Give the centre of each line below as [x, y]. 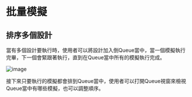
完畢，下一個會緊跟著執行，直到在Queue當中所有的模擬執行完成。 [85, 58]
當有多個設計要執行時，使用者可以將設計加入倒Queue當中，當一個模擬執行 [96, 50]
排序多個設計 [29, 35]
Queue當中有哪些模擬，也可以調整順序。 [55, 88]
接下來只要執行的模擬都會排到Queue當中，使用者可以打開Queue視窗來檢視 [96, 81]
